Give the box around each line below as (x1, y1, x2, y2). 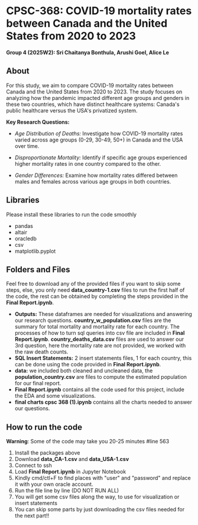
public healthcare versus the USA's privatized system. (6, 107, 138, 114)
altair (14, 228, 28, 236)
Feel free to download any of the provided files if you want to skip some (6, 280, 181, 288)
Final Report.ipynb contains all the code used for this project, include (14, 386, 184, 393)
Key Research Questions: (6, 118, 70, 125)
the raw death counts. (14, 348, 69, 356)
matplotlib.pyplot (14, 247, 56, 255)
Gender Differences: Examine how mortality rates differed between (14, 172, 178, 179)
